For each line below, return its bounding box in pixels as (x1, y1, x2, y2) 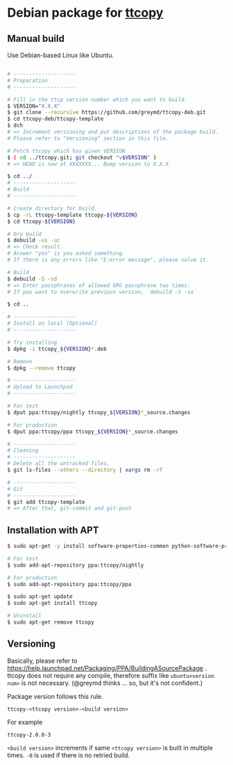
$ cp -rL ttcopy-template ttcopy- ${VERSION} (7, 211, 138, 219)
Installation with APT (7, 524, 99, 536)
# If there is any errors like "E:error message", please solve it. (7, 256, 209, 263)
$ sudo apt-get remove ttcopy (7, 619, 95, 626)
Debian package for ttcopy (7, 5, 164, 21)
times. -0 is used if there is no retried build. (7, 750, 130, 759)
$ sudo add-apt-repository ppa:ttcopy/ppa (7, 581, 132, 587)
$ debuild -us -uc (7, 237, 60, 244)
